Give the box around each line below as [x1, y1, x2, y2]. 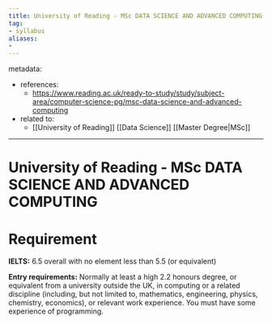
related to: [19, 114, 55, 124]
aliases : [8, 34, 38, 43]
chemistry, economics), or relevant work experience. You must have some [8, 298, 257, 308]
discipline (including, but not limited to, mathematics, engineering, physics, [8, 289, 258, 299]
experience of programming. [8, 306, 104, 316]
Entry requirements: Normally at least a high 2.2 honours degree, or [8, 272, 237, 282]
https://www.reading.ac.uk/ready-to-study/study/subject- [32, 88, 225, 98]
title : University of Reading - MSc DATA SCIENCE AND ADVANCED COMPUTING [8, 11, 263, 20]
